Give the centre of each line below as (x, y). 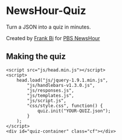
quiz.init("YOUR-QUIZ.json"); (74, 111)
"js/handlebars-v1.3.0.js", (61, 85)
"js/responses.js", (51, 90)
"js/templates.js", (51, 95)
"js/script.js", (47, 100)
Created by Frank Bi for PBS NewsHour (53, 38)
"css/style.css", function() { (65, 106)
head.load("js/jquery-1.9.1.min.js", (62, 80)
